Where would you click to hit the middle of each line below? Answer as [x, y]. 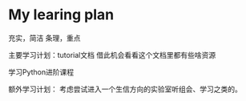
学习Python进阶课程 [41, 72]
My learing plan [61, 15]
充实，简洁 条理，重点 [44, 38]
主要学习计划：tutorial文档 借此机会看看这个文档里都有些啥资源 [112, 55]
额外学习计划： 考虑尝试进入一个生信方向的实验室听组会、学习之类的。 [125, 89]
